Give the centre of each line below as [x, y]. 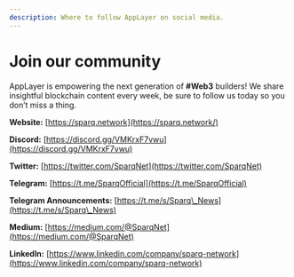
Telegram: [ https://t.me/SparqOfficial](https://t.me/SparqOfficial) [128, 183]
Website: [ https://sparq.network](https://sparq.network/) [114, 122]
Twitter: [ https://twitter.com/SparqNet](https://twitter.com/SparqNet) [136, 166]
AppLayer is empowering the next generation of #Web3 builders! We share [147, 86]
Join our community [85, 61]
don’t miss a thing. [43, 105]
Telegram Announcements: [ [64, 200]
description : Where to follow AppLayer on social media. [117, 17]
